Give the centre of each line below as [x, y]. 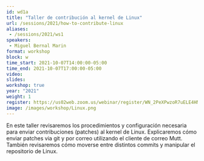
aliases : [17, 29]
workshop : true [25, 86]
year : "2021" [23, 91]
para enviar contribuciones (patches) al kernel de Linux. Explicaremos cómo [102, 132]
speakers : [19, 40]
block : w [17, 57]
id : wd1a [17, 12]
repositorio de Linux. [32, 151]
